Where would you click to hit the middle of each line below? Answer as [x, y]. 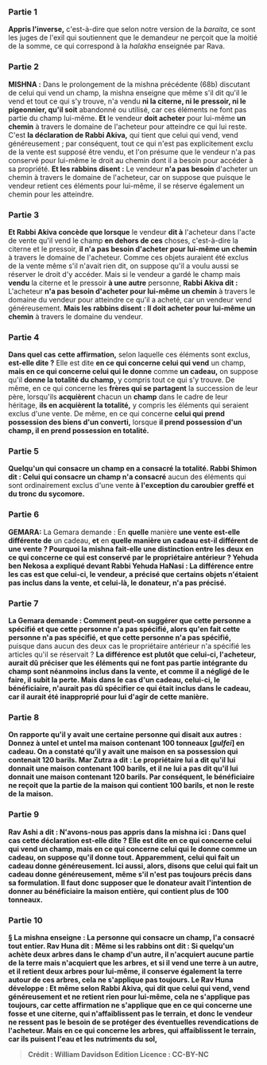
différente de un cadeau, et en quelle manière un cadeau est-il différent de [133, 540]
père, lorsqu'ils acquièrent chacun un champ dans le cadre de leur [118, 397]
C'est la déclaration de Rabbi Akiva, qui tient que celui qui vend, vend [123, 135]
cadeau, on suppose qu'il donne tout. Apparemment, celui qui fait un [124, 857]
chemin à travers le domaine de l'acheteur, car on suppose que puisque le [130, 177]
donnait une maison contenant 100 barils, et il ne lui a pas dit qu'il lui [123, 769]
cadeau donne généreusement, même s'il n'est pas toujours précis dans [130, 874]
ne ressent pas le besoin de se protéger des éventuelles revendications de [133, 1022]
